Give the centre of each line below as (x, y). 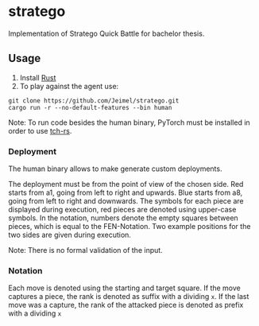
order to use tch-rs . (40, 130)
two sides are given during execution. (70, 235)
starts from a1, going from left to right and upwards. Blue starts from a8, (126, 192)
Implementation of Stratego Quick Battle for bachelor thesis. (106, 33)
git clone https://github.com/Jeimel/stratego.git (94, 101)
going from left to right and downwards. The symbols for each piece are (126, 201)
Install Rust (38, 77)
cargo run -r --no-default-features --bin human (90, 107)
